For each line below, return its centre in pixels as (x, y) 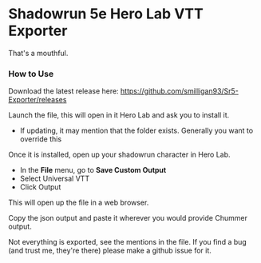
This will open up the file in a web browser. (79, 203)
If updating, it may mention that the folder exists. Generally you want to (136, 131)
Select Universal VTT (55, 179)
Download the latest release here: (63, 91)
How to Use (31, 74)
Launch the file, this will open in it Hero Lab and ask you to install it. (119, 115)
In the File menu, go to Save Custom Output (93, 170)
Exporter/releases (38, 100)
